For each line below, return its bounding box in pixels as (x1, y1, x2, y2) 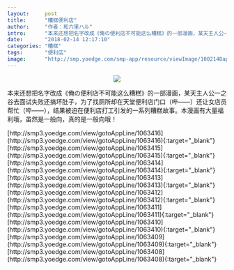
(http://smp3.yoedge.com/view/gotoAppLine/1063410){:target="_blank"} (7, 225, 216, 234)
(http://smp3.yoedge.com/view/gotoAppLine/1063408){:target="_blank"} (7, 255, 217, 263)
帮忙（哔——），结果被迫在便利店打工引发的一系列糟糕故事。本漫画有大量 (7, 106, 218, 114)
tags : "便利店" (7, 50, 67, 57)
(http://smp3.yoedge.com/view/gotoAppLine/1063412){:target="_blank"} (7, 195, 216, 204)
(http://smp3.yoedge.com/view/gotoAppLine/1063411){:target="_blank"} (7, 210, 214, 218)
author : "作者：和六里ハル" (7, 23, 93, 30)
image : (7, 56, 26, 63)
